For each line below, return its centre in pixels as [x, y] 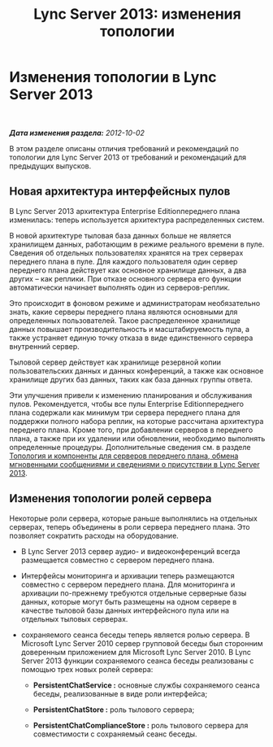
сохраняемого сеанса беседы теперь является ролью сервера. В [135, 635]
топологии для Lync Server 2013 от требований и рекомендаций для [128, 157]
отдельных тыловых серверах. [74, 618]
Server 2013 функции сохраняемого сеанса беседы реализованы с [137, 661]
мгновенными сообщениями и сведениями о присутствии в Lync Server [134, 464]
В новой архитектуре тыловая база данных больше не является [120, 235]
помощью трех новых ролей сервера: [87, 669]
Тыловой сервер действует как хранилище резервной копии [115, 362]
